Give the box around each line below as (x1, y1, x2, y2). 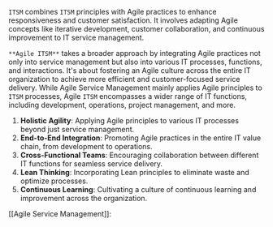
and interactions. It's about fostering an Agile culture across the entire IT (8, 66, 251, 75)
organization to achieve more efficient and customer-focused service (8, 75, 240, 84)
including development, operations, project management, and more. (8, 101, 236, 109)
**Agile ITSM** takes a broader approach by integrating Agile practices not (8, 49, 262, 58)
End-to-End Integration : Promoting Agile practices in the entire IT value (19, 133, 262, 143)
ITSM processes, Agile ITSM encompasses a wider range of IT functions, (8, 92, 248, 101)
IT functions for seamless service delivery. (19, 159, 163, 169)
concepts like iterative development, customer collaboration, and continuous (8, 24, 265, 33)
